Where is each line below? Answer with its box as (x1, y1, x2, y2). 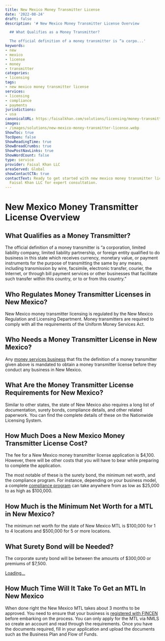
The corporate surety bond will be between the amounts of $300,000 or (5, 555, 151, 561)
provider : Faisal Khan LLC (5, 162, 60, 167)
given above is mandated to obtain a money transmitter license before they (5, 361, 157, 367)
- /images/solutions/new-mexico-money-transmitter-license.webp (5, 125, 139, 130)
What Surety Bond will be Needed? (5, 542, 114, 551)
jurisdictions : (5, 107, 36, 112)
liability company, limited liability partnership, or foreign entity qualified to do (5, 250, 160, 256)
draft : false (5, 16, 32, 21)
